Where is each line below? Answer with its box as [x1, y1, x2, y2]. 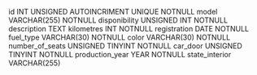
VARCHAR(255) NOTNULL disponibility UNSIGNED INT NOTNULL [8, 15, 229, 25]
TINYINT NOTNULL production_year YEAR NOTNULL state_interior [8, 50, 232, 59]
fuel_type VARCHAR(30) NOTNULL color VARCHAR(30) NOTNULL [8, 32, 231, 42]
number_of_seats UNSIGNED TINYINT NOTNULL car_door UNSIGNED [8, 41, 242, 51]
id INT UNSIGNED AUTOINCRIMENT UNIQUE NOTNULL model [8, 7, 218, 16]
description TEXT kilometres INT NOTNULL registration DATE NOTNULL [8, 24, 250, 33]
